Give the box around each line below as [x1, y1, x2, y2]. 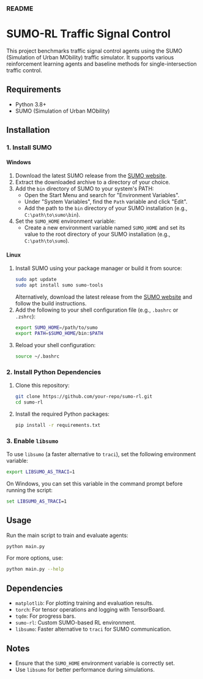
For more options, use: [6, 554, 63, 561]
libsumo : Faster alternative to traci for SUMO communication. [15, 626, 172, 633]
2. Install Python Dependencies [6, 367, 102, 376]
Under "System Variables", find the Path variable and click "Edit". [24, 198, 188, 206]
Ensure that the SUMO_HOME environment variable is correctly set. [15, 659, 175, 667]
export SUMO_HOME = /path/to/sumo [15, 324, 98, 331]
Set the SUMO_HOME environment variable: [15, 217, 116, 225]
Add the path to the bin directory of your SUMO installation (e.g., [24, 204, 188, 212]
